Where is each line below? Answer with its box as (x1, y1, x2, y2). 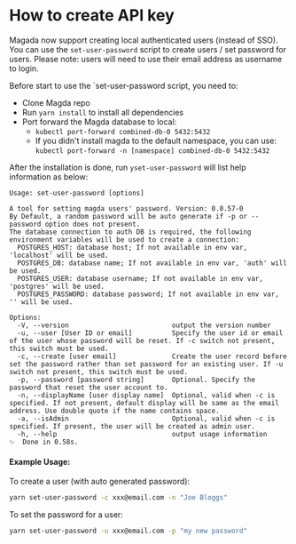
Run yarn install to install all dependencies (21, 107, 184, 117)
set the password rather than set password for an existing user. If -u (9, 359, 284, 369)
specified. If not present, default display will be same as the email (9, 398, 279, 407)
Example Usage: (9, 456, 71, 467)
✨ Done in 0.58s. (9, 437, 79, 446)
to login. (9, 63, 39, 74)
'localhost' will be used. (9, 251, 109, 260)
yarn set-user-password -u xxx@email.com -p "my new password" (9, 526, 248, 536)
